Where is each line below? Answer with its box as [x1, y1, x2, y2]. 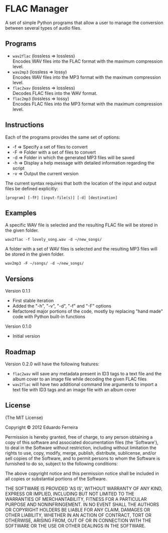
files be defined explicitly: [5, 185, 59, 191]
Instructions [5, 121, 44, 129]
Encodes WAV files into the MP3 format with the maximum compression [12, 74, 161, 80]
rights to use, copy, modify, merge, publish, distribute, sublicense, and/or [5, 450, 156, 456]
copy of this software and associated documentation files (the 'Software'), [5, 439, 159, 445]
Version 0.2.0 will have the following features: [5, 361, 99, 367]
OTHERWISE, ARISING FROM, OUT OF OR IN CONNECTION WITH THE [5, 517, 151, 523]
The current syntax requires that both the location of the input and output [5, 180, 156, 186]
